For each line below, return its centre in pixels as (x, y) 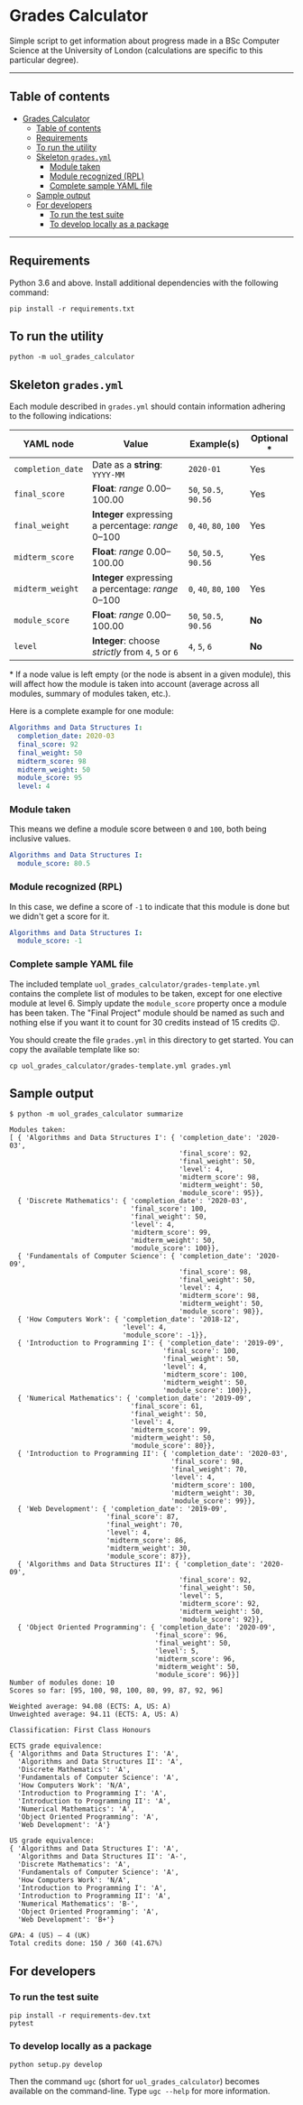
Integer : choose (126, 641)
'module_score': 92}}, (221, 1620)
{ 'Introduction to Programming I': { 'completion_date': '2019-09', (151, 1343)
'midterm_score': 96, (195, 1659)
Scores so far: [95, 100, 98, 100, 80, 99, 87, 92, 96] (116, 1691)
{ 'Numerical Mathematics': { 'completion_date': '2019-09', (135, 1399)
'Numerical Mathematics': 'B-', (78, 1904)
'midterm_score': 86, (147, 1541)
